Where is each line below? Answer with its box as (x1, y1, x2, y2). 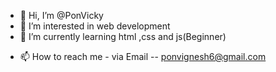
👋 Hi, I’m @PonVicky (19, 10, 104, 21)
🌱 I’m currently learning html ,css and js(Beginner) (19, 31, 227, 42)
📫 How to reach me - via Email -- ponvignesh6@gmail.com (19, 51, 267, 62)
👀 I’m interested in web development (19, 20, 171, 32)
